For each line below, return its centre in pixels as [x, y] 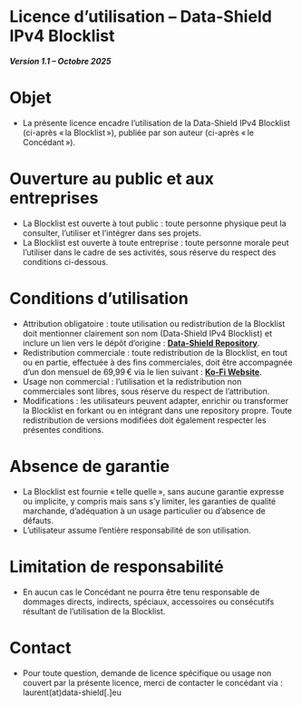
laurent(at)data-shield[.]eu [72, 692]
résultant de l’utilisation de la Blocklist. [94, 611]
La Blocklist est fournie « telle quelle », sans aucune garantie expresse [153, 491]
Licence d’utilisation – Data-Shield [141, 17]
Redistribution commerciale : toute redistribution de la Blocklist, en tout [155, 352]
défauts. [38, 520]
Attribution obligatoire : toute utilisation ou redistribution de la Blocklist [154, 323]
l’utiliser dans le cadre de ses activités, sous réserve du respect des [149, 252]
